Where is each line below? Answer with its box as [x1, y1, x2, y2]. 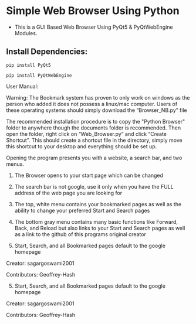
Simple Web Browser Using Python [6, 4, 180, 18]
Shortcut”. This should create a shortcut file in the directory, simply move [6, 137, 183, 144]
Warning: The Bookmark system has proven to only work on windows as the [6, 94, 190, 101]
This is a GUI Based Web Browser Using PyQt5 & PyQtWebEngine [14, 23, 173, 30]
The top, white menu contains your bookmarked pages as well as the [14, 200, 182, 207]
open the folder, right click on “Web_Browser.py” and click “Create [6, 130, 167, 137]
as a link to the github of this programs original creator [14, 230, 147, 238]
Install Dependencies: [6, 47, 88, 57]
